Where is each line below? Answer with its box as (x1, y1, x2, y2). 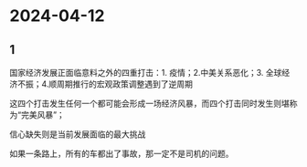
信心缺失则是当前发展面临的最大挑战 (9, 129, 146, 140)
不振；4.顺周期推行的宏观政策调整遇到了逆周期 (16, 78, 194, 89)
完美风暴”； (21, 110, 66, 120)
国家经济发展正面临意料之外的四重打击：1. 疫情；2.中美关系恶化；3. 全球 (9, 68, 282, 78)
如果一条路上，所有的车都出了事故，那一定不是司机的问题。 (9, 148, 234, 159)
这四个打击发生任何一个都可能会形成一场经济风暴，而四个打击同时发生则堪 (9, 98, 290, 109)
